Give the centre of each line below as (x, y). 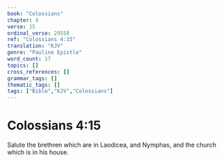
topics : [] (23, 65)
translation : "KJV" (35, 46)
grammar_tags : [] (32, 78)
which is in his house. (38, 152)
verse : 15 (22, 26)
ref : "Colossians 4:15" (42, 40)
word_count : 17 (29, 59)
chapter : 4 (23, 20)
